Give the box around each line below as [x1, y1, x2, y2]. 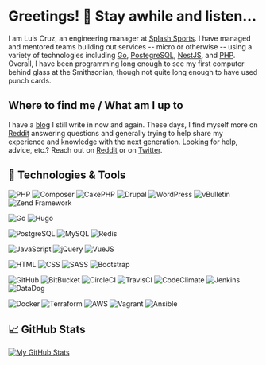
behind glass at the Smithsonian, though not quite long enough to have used [8, 67, 258, 76]
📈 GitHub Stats [8, 322, 86, 336]
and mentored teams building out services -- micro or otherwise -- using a [8, 41, 253, 51]
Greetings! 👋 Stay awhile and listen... [8, 7, 256, 25]
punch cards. [8, 76, 52, 85]
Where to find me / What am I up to [8, 99, 184, 112]
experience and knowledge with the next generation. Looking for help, [8, 137, 238, 146]
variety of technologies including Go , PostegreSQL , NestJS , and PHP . [8, 50, 236, 60]
